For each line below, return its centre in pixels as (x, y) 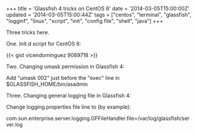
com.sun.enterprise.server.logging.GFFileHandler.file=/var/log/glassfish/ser (98, 118)
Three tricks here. (28, 32)
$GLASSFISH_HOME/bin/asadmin (47, 84)
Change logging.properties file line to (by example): (69, 107)
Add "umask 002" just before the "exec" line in (63, 78)
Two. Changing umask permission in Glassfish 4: (65, 66)
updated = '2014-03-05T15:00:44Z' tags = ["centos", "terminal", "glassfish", (99, 15)
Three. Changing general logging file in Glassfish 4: (69, 96)
